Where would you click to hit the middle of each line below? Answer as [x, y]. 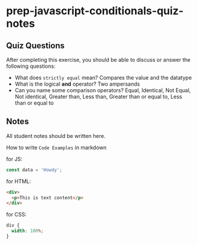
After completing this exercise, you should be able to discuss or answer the [98, 60]
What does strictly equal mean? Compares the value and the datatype [103, 78]
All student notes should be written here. [56, 136]
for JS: [14, 159]
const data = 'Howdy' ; [34, 170]
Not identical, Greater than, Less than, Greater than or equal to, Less [98, 97]
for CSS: [16, 215]
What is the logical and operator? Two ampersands [77, 84]
